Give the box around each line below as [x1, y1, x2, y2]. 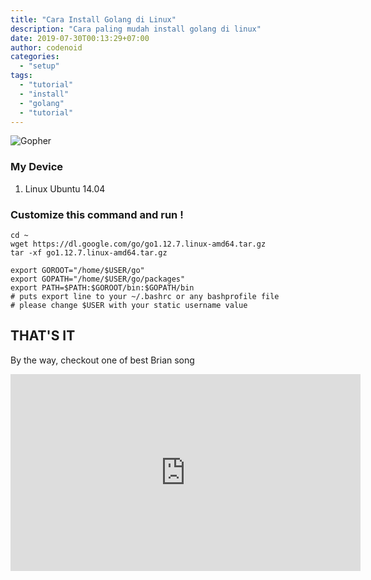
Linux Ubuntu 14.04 [24, 182, 106, 195]
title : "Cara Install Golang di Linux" [10, 14, 177, 25]
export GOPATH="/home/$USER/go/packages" [10, 274, 186, 284]
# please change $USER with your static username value [10, 300, 248, 310]
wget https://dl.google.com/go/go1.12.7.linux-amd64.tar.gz [10, 239, 267, 249]
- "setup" [19, 61, 60, 71]
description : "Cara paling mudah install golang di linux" [10, 24, 262, 34]
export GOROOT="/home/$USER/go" [10, 265, 145, 275]
